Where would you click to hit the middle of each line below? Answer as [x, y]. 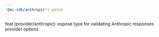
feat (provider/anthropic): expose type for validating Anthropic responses [79, 24]
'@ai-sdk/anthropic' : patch [34, 10]
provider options [22, 29]
